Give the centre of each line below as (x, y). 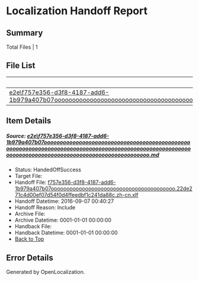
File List (21, 66)
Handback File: (33, 226)
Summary (25, 33)
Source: (16, 136)
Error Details (30, 258)
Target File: (28, 176)
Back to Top (29, 239)
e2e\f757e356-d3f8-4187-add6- (68, 136)
